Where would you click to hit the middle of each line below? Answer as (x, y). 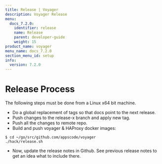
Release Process (40, 89)
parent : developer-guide (40, 38)
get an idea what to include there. (46, 156)
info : (11, 60)
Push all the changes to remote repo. (50, 123)
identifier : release (35, 28)
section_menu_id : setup (30, 56)
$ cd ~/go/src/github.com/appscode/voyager (51, 137)
